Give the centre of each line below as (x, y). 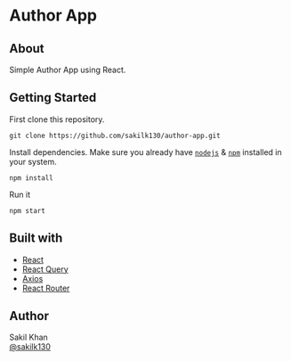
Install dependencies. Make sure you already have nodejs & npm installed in (145, 152)
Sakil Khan (29, 337)
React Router (46, 288)
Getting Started (53, 98)
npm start (28, 210)
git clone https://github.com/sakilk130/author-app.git (115, 135)
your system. (33, 161)
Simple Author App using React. (68, 70)
